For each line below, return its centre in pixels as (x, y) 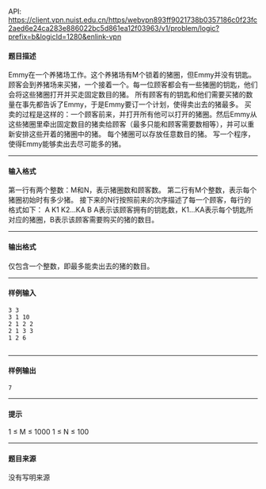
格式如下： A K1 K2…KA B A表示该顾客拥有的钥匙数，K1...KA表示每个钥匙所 (131, 210)
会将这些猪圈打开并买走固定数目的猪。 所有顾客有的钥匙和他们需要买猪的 (127, 95)
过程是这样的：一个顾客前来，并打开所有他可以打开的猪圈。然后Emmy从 (139, 115)
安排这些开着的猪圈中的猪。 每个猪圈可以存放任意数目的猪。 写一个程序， (135, 135)
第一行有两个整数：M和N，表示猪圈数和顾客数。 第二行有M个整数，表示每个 (133, 190)
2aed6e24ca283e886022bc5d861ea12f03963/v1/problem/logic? (114, 28)
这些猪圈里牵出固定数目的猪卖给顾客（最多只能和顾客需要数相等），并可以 (128, 124)
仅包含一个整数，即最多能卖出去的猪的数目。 (81, 266)
